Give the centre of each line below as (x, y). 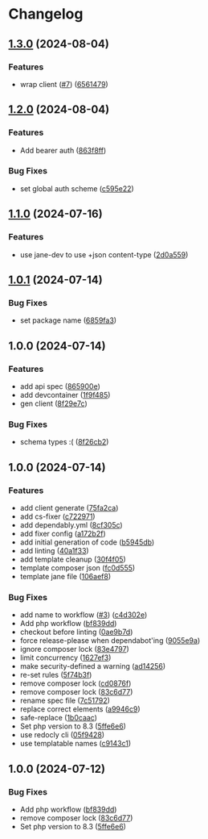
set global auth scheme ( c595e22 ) (77, 188)
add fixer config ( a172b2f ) (63, 533)
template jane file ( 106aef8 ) (65, 576)
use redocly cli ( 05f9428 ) (62, 735)
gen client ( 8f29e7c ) (53, 403)
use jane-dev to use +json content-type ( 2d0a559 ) (104, 254)
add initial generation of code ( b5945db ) (87, 542)
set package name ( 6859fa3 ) (68, 320)
